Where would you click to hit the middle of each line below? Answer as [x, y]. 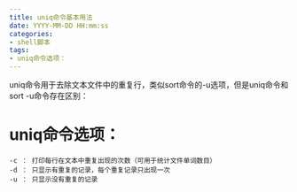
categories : [31, 34]
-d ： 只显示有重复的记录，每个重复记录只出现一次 [90, 170]
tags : [19, 50]
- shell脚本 [30, 42]
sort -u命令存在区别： [49, 96]
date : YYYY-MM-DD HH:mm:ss [59, 26]
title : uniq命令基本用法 [51, 17]
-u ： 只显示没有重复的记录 [54, 179]
